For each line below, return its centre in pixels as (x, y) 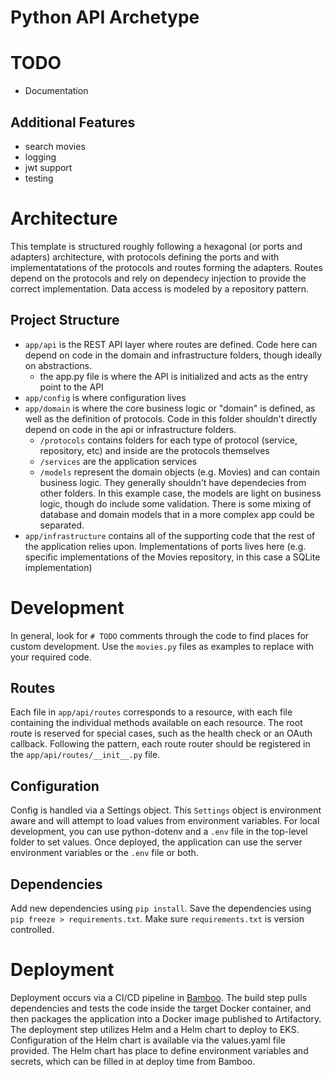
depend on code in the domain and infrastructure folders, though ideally (173, 355)
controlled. (32, 930)
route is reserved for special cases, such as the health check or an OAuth (161, 733)
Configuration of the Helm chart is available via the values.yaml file (148, 1040)
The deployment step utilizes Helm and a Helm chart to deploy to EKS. (155, 1029)
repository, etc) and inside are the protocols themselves (154, 450)
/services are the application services (118, 461)
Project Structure (65, 320)
